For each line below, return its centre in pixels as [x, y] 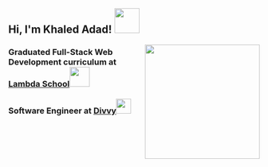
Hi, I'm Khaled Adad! [60, 30]
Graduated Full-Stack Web [61, 52]
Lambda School [39, 84]
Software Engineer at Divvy [63, 111]
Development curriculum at [63, 62]
